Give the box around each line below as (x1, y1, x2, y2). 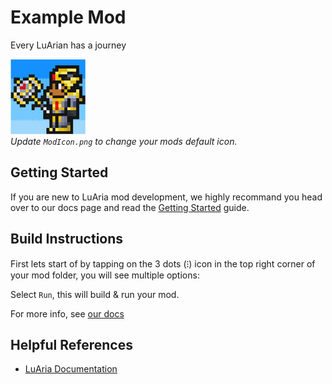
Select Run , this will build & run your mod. (10, 288, 180, 300)
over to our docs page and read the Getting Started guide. (10, 201, 250, 213)
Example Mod (10, 6, 127, 29)
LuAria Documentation (24, 363, 118, 375)
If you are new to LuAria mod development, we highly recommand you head (10, 191, 323, 203)
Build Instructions (10, 231, 124, 248)
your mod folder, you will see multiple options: (10, 269, 200, 281)
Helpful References (10, 336, 133, 353)
